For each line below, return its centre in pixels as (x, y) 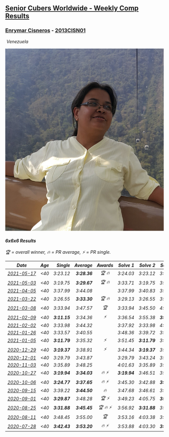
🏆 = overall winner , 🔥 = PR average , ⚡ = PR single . (58, 252)
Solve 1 (126, 265)
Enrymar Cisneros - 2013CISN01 (46, 31)
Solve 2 (147, 265)
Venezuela (17, 41)
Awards (105, 265)
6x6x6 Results (21, 241)
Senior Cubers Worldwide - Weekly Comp (72, 8)
